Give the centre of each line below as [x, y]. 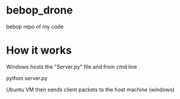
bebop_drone [39, 10]
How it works [39, 50]
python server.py [27, 78]
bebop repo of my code [35, 27]
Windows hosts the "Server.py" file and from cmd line [72, 67]
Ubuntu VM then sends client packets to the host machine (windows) [90, 90]
